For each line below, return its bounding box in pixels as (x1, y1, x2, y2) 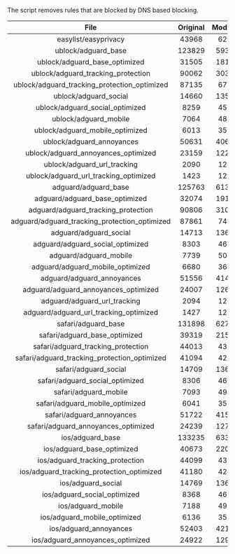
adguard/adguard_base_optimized (34, 194, 148, 203)
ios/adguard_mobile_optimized (40, 513, 141, 522)
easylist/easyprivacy (57, 34, 125, 44)
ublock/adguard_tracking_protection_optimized (13, 80, 169, 90)
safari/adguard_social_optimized (37, 376, 145, 385)
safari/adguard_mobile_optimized (36, 399, 145, 408)
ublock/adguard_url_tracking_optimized (25, 171, 156, 181)
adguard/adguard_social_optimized (33, 240, 149, 249)
